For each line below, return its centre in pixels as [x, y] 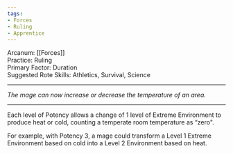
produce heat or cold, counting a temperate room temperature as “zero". [111, 122]
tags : [15, 14]
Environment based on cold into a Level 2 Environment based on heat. [107, 143]
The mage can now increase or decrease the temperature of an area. [107, 95]
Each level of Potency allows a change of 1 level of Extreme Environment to [114, 115]
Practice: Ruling [30, 61]
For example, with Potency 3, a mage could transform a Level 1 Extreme [109, 136]
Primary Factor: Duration [42, 67]
